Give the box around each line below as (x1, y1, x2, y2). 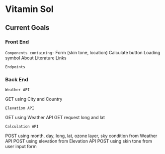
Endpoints (5, 64, 26, 69)
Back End (5, 76, 28, 83)
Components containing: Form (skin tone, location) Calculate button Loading (5, 49, 161, 55)
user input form (5, 144, 37, 150)
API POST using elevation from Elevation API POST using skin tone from (5, 138, 153, 144)
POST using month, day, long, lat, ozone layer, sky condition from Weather (5, 133, 158, 139)
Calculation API (5, 124, 39, 129)
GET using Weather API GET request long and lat (5, 115, 105, 121)
